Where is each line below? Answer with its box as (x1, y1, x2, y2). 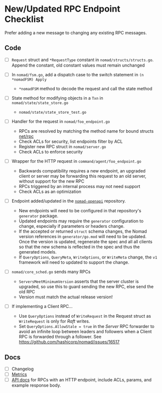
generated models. (18, 249, 57, 255)
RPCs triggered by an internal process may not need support (18, 184, 141, 189)
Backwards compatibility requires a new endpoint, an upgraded (18, 168, 146, 174)
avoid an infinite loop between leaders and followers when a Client (18, 329, 152, 335)
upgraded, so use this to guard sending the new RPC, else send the (18, 284, 154, 290)
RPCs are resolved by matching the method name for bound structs (18, 128, 154, 134)
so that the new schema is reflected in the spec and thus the (18, 244, 140, 250)
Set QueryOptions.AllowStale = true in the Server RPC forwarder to (18, 324, 155, 329)
